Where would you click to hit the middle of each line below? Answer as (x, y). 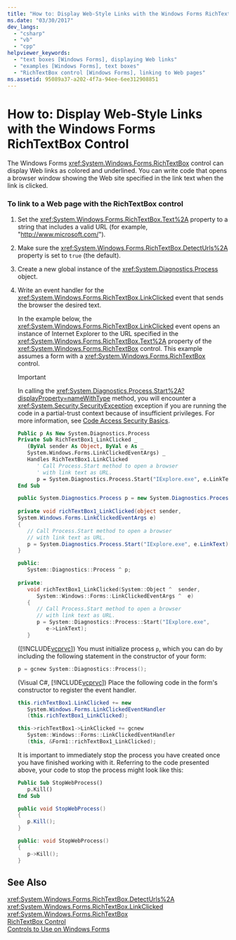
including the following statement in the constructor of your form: (112, 656)
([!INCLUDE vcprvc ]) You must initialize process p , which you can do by (120, 648)
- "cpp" (25, 46)
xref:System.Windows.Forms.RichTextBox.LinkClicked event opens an (118, 326)
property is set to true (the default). (69, 255)
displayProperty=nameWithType (64, 398)
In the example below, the (55, 318)
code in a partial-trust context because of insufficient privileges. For (116, 413)
